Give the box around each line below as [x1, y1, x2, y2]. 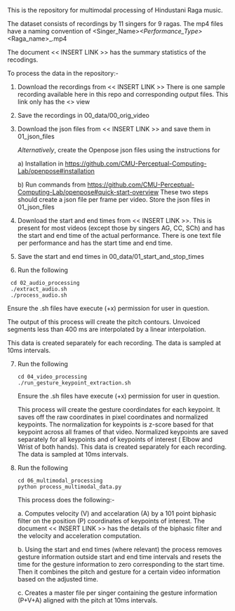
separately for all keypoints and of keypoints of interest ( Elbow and [17, 435, 213, 443]
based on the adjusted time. [17, 575, 99, 583]
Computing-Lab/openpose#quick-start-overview [17, 188, 159, 196]
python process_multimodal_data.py [17, 483, 122, 490]
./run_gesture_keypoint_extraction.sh [17, 380, 131, 387]
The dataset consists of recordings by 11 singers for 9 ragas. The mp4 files [7, 20, 223, 27]
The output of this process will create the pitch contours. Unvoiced [7, 318, 201, 325]
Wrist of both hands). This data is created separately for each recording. [17, 443, 227, 451]
